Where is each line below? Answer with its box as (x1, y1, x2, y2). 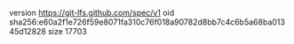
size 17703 (47, 26, 87, 36)
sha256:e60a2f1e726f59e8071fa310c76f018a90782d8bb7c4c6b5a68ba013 (9, 17, 286, 27)
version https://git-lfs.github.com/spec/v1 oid (9, 8, 175, 18)
